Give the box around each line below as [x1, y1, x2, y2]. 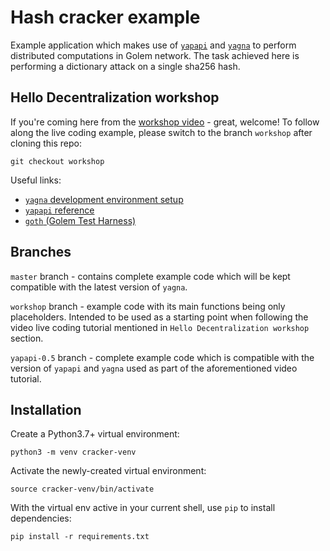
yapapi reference [24, 204, 95, 216]
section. [10, 332, 44, 344]
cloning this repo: [10, 137, 83, 149]
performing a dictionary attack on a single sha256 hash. [10, 60, 241, 72]
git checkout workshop [10, 156, 105, 166]
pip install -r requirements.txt [10, 532, 150, 542]
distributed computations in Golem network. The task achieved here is [10, 49, 300, 61]
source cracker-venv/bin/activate [10, 484, 155, 495]
